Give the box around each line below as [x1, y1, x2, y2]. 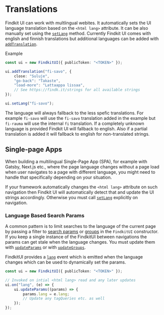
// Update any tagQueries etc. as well [23, 296, 105, 301]
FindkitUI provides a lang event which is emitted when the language [5, 254, 143, 260]
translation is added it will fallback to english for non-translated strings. [5, 131, 150, 137]
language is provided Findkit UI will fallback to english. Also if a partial [5, 125, 148, 132]
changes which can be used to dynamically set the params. [5, 259, 126, 265]
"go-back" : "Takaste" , [14, 78, 61, 83]
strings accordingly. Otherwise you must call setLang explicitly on [5, 194, 138, 200]
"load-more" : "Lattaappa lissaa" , [14, 83, 85, 88]
